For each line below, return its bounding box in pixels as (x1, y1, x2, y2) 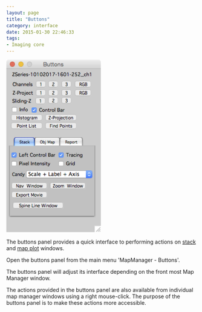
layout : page (6, 10, 39, 16)
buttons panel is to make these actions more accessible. (6, 299, 146, 306)
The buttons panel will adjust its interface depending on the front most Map (6, 268, 195, 275)
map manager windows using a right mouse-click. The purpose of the (6, 293, 180, 300)
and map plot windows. (6, 244, 65, 251)
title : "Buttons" (6, 16, 50, 22)
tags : (6, 35, 20, 42)
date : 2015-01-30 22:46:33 (6, 29, 74, 35)
